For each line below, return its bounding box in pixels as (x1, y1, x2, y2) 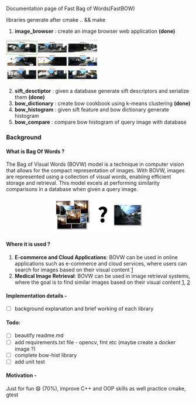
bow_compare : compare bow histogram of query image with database (14, 118, 187, 125)
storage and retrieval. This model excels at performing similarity (6, 179, 160, 186)
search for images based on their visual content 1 (14, 266, 133, 273)
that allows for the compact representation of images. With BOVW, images (6, 167, 185, 174)
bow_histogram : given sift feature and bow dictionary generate (14, 106, 170, 113)
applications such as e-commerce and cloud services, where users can (14, 260, 187, 267)
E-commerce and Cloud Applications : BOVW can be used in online (14, 253, 178, 260)
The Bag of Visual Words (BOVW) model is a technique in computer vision (6, 161, 184, 168)
